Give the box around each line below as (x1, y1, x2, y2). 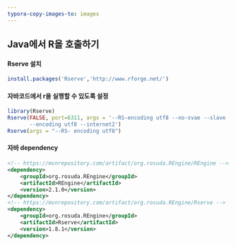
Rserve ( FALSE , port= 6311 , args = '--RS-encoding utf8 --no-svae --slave (7, 115, 226, 122)
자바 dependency (7, 143, 59, 152)
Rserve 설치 (7, 59, 42, 68)
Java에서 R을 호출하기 (7, 38, 100, 50)
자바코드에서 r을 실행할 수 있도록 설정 (7, 91, 109, 100)
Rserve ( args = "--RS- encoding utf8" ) (7, 127, 122, 134)
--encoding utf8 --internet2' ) (29, 121, 122, 128)
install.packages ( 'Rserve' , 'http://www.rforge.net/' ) (7, 76, 170, 83)
